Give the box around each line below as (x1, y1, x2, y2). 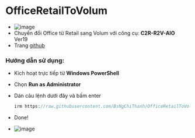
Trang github (13, 42, 45, 49)
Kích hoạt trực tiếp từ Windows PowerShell (13, 70, 119, 77)
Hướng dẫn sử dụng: (5, 56, 65, 65)
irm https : (13, 104, 41, 109)
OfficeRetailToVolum (5, 4, 108, 17)
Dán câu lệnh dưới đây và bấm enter (13, 92, 102, 100)
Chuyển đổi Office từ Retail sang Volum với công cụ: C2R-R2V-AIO (13, 29, 176, 36)
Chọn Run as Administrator (13, 81, 81, 88)
